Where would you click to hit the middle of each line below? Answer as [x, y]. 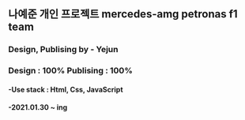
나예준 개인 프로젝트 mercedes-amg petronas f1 [123, 14]
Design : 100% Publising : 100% [70, 71]
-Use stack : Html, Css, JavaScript [66, 89]
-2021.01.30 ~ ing [38, 107]
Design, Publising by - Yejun [63, 50]
